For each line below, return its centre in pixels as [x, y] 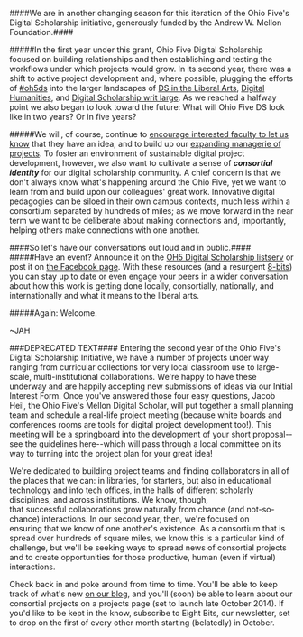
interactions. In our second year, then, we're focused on [146, 519]
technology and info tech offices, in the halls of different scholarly [132, 490]
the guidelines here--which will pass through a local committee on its [153, 444]
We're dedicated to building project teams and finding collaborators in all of [150, 471]
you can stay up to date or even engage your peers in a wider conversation [149, 276]
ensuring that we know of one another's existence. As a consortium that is [147, 528]
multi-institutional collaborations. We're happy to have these [145, 377]
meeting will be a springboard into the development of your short [130, 434]
